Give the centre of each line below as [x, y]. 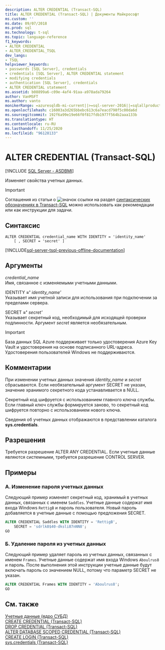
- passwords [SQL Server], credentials [46, 69]
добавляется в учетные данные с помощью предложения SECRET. [75, 513]
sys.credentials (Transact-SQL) [37, 642]
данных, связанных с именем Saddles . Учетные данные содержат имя [79, 502]
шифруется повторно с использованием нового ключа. [63, 410]
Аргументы [24, 266]
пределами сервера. [27, 302]
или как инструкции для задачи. [39, 210]
